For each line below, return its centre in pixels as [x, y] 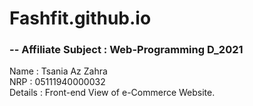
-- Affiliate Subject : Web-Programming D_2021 [126, 50]
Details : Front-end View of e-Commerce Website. [112, 93]
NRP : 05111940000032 [57, 82]
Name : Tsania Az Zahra [58, 71]
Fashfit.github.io [80, 18]
